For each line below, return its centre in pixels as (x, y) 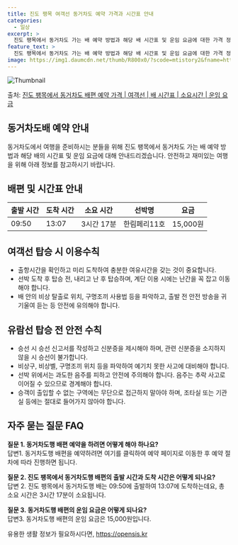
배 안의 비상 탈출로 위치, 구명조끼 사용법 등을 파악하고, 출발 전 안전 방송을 (118, 297)
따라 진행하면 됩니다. (49, 462)
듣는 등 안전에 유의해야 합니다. (78, 305)
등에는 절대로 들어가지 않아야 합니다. (75, 401)
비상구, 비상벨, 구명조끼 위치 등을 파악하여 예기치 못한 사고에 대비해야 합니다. (123, 366)
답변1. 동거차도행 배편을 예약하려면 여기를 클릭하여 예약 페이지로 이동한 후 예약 (115, 453)
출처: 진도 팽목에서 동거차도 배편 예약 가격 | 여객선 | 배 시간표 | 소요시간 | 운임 (114, 95)
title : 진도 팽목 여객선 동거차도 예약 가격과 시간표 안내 (80, 14)
